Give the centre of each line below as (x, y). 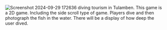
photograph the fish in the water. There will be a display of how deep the (80, 18)
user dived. (17, 23)
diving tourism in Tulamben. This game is (120, 8)
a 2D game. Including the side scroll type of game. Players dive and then (80, 13)
